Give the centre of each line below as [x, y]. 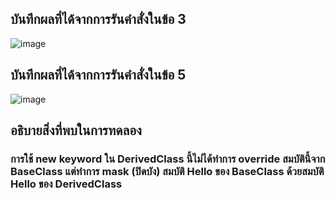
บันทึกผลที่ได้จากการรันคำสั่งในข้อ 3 [98, 19]
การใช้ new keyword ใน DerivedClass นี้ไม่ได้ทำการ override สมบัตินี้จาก [168, 159]
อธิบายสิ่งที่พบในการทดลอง [76, 130]
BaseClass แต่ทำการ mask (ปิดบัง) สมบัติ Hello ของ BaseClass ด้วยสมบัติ [167, 171]
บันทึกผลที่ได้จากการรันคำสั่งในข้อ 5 [98, 75]
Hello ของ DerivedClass [66, 184]
